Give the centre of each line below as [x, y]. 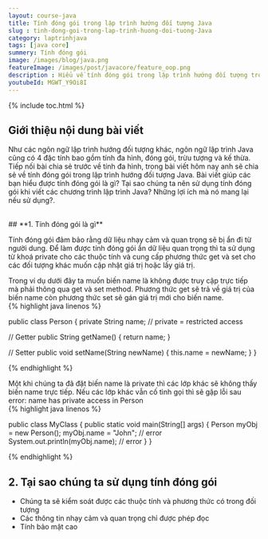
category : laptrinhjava [48, 38]
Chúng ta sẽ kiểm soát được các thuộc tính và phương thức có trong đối [138, 501]
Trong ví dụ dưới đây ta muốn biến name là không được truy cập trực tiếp [128, 281]
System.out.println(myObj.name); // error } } [80, 442]
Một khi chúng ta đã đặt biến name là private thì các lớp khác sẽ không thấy [133, 383]
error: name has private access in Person [76, 401]
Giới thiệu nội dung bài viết [76, 130]
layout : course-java [43, 16]
